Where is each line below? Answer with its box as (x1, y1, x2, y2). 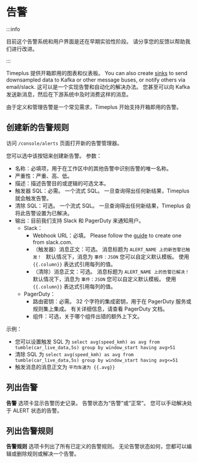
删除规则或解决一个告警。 (16, 450, 79, 458)
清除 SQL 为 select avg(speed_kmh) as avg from (14, 350, 134, 358)
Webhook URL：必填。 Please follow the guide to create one (32, 232, 182, 239)
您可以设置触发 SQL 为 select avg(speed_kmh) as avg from (14, 338, 160, 345)
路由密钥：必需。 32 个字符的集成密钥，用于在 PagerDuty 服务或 (32, 297, 192, 304)
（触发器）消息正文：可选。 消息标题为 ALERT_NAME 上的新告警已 (32, 246, 186, 253)
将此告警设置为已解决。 (14, 209, 73, 216)
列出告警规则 (6, 425, 54, 436)
